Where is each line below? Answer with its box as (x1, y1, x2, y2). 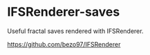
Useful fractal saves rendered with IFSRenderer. (7, 27, 144, 35)
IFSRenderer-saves (7, 4, 120, 20)
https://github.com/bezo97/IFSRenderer (7, 40, 121, 48)
